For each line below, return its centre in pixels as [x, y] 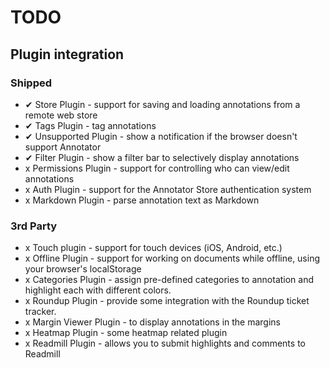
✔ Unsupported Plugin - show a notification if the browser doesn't [161, 136]
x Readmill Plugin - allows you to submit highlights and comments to [165, 343]
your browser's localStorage [83, 269]
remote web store [61, 115]
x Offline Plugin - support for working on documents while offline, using [172, 258]
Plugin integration [67, 54]
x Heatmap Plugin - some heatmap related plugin [126, 333]
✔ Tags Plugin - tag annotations [90, 125]
